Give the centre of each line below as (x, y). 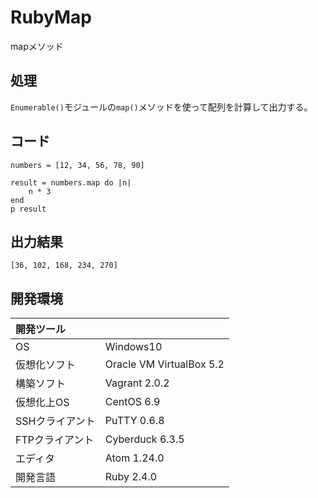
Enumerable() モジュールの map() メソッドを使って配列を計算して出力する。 (161, 107)
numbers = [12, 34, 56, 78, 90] (77, 165)
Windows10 (133, 347)
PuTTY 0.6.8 (134, 421)
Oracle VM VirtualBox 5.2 (164, 364)
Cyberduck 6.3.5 (144, 439)
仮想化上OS (42, 403)
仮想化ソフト (46, 365)
